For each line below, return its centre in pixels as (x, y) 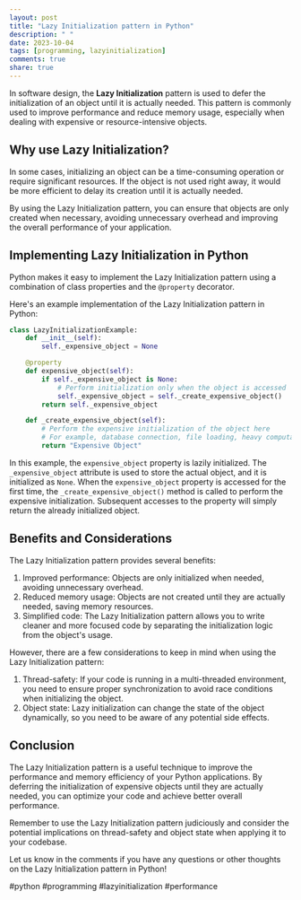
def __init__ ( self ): (64, 338)
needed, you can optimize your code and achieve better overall (126, 796)
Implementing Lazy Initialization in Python (129, 255)
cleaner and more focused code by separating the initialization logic (147, 625)
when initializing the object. (73, 698)
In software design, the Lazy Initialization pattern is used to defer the (138, 93)
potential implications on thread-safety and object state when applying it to (148, 832)
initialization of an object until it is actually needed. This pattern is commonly (150, 102)
